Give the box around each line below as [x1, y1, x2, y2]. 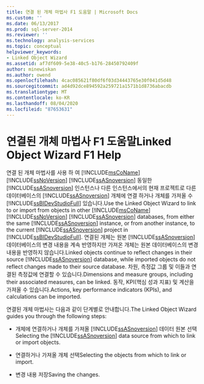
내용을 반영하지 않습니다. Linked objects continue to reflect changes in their [6, 249, 192, 256]
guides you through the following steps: [6, 313, 107, 320]
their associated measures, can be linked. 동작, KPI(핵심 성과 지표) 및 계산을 [6, 278, 195, 286]
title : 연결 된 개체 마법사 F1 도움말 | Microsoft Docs [6, 9, 138, 15]
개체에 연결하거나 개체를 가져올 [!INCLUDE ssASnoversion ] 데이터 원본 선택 [15, 325, 197, 332]
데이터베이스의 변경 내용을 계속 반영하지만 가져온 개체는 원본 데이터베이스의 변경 [6, 241, 198, 249]
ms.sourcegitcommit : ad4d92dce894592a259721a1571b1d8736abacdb [6, 84, 172, 90]
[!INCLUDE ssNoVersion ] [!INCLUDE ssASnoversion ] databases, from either [6, 213, 195, 221]
